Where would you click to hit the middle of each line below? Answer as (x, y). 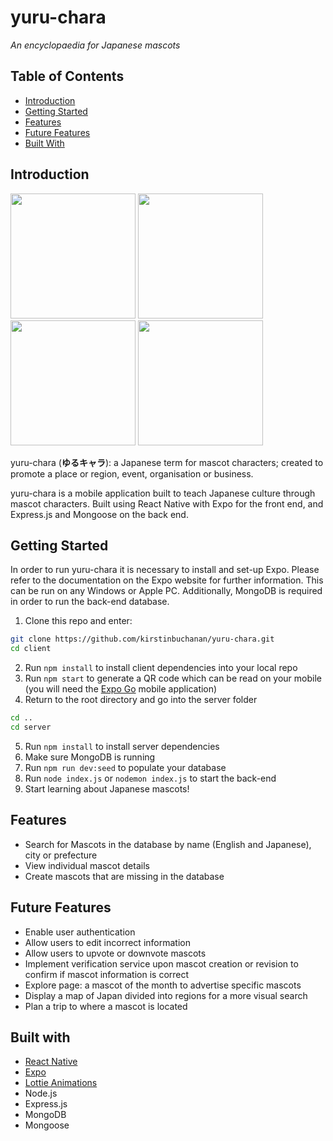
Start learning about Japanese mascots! (107, 788)
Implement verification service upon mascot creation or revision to (161, 963)
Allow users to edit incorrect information (107, 942)
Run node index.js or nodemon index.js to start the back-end (150, 778)
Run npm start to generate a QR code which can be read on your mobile (173, 678)
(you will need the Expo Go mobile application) (121, 689)
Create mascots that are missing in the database (124, 876)
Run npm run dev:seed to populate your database (125, 767)
